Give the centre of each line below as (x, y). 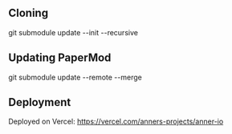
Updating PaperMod (60, 58)
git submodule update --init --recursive (73, 32)
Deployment (40, 102)
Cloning (28, 13)
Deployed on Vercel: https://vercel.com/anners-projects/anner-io (116, 122)
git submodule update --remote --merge (75, 77)
